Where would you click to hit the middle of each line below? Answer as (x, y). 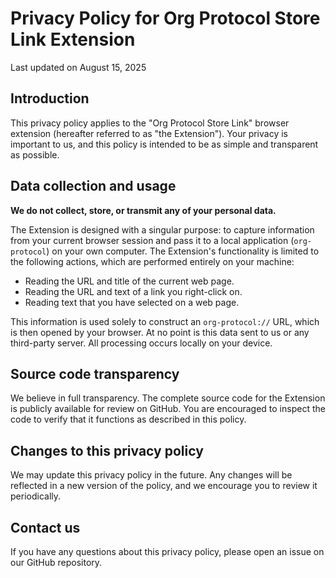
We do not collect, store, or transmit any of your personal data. (143, 210)
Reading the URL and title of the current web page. (129, 281)
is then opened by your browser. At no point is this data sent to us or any (160, 332)
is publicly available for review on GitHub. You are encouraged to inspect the (168, 409)
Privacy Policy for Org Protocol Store (165, 18)
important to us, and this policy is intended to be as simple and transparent (164, 144)
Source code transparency (95, 373)
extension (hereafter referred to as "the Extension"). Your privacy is (149, 133)
